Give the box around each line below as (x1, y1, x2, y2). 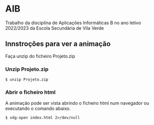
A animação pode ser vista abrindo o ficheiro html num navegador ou (5, 100, 149, 106)
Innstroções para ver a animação (5, 40, 111, 48)
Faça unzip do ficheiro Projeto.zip (5, 53, 76, 59)
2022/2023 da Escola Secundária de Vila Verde (5, 25, 105, 31)
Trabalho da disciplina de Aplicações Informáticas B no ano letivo (5, 20, 141, 26)
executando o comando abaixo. (5, 105, 71, 111)
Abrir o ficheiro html (5, 89, 56, 96)
